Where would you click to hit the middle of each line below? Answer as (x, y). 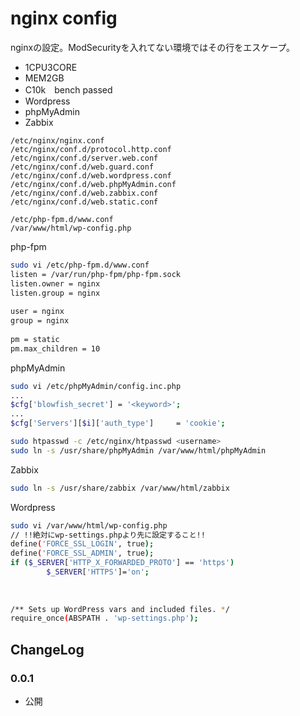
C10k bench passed (68, 89)
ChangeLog (47, 649)
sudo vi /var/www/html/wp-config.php (89, 525)
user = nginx (37, 312)
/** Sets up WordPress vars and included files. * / (120, 609)
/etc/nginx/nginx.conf (57, 140)
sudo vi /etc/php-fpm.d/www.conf (80, 265)
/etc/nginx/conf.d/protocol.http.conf (91, 149)
